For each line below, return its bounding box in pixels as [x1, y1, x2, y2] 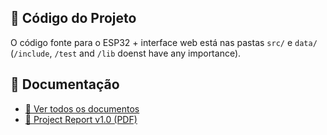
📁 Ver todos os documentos [24, 102, 140, 115]
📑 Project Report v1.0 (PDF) [24, 113, 138, 125]
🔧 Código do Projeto [10, 10, 137, 27]
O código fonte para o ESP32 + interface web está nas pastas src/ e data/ [10, 36, 318, 48]
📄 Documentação [10, 76, 120, 93]
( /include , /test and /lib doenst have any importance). [10, 47, 242, 59]
